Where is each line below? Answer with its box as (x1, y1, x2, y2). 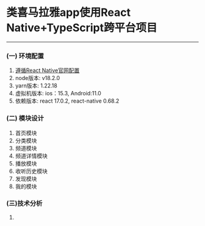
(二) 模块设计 (6, 114, 45, 123)
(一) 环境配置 (6, 51, 45, 60)
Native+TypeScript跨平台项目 (6, 21, 157, 35)
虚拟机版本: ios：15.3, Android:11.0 (15, 90, 102, 97)
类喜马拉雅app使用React (6, 5, 131, 20)
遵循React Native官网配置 (15, 67, 80, 74)
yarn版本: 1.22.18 (15, 82, 58, 89)
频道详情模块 (15, 152, 48, 159)
